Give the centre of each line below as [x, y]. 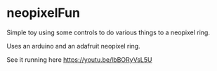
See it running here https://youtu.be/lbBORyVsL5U [79, 59]
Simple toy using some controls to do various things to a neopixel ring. [108, 32]
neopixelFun [43, 13]
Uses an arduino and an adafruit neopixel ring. [74, 46]
